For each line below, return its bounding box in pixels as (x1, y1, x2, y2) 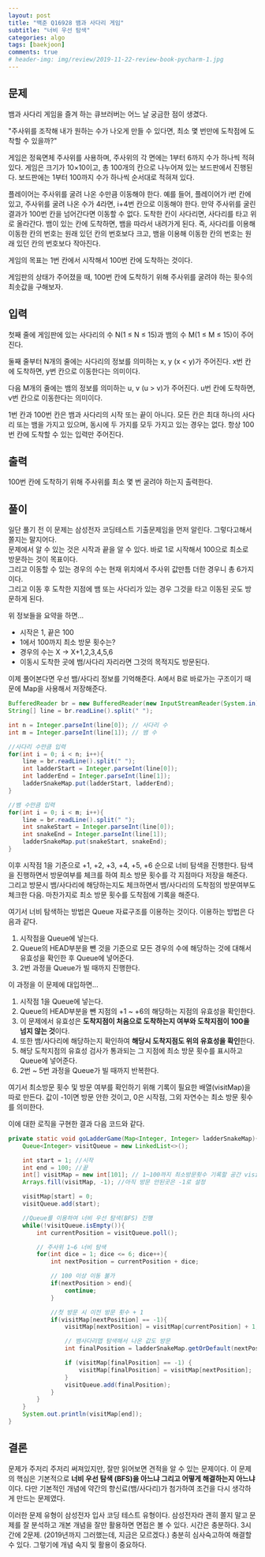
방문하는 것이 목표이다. (8, 554, 78, 565)
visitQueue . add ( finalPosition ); (64, 1381, 171, 1389)
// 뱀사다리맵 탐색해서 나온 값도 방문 (64, 1338, 171, 1345)
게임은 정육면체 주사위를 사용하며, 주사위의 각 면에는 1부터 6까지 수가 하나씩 (8, 152, 241, 162)
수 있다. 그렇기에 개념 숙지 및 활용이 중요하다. (8, 1540, 147, 1549)
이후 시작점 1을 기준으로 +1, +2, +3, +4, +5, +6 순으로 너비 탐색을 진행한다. (8, 860, 239, 869)
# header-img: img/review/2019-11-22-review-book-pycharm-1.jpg (8, 56, 224, 64)
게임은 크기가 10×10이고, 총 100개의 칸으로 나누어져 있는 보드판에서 (24, 163, 232, 172)
